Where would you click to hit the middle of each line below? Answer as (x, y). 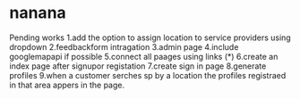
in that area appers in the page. (67, 85)
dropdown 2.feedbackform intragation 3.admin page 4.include (124, 46)
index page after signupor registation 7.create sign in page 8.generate (138, 66)
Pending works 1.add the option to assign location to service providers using (150, 37)
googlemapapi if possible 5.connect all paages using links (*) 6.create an (144, 56)
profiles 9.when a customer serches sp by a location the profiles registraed (148, 75)
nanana (38, 13)
